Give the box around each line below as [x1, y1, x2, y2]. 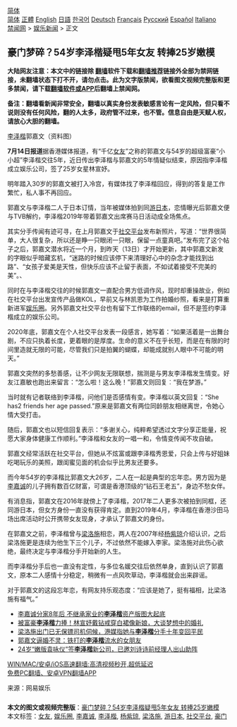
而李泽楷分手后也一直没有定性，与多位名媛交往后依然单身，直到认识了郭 [7, 562, 217, 570]
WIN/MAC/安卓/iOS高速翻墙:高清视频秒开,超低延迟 [7, 659, 154, 668]
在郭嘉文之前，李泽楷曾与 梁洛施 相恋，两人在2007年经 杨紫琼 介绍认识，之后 [7, 529, 226, 537]
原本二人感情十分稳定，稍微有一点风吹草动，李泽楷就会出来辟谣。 [19, 570, 212, 579]
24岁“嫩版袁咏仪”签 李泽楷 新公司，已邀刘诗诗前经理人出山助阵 [17, 644, 198, 653]
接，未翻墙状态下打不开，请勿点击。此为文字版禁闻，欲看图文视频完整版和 [7, 75, 224, 84]
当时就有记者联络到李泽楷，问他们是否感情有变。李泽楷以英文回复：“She [7, 393, 219, 401]
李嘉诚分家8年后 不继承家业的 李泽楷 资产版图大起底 [17, 609, 166, 618]
